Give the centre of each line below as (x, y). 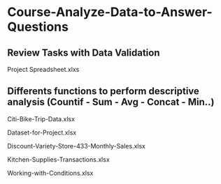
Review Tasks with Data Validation (84, 53)
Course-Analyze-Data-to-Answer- (110, 12)
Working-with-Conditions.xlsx (50, 173)
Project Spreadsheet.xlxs (43, 69)
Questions (38, 27)
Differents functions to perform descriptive (103, 91)
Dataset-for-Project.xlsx (42, 132)
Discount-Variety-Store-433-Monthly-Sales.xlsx (76, 146)
